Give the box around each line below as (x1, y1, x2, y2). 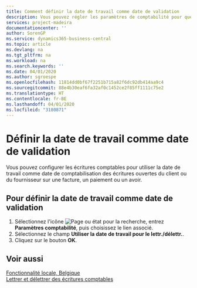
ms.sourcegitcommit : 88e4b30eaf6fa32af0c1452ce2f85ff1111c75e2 (6, 85, 164, 91)
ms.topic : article (6, 42, 51, 48)
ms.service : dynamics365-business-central (6, 36, 111, 42)
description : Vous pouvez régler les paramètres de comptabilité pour (6, 14, 182, 20)
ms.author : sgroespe (6, 74, 57, 80)
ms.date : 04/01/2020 (6, 69, 57, 74)
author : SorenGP (6, 31, 46, 36)
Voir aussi (6, 253, 43, 264)
